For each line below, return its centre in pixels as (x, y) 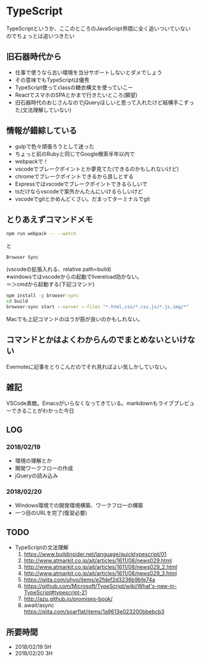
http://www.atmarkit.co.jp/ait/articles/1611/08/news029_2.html (100, 567)
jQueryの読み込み (36, 476)
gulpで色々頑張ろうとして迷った (55, 146)
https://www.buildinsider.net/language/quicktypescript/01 (95, 554)
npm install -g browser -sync (43, 296)
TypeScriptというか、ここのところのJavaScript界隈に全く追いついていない (98, 28)
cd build (17, 302)
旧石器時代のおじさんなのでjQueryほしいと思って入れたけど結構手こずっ (104, 102)
